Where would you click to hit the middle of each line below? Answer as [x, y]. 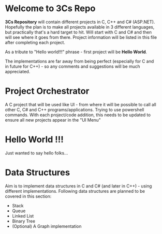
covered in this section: [28, 196]
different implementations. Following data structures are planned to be [75, 191]
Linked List [23, 216]
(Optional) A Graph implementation [47, 226]
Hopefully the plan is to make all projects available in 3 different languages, [80, 27]
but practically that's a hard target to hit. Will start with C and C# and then [79, 32]
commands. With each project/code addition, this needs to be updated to [78, 115]
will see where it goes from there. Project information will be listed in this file [81, 37]
